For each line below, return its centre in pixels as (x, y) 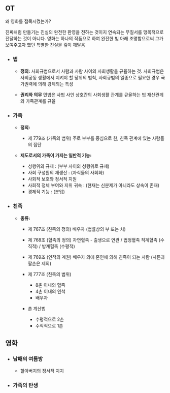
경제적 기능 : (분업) (46, 192)
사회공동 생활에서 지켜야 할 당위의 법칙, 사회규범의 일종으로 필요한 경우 (90, 78)
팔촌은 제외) (40, 263)
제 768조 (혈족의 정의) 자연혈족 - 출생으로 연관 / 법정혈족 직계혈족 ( (94, 240)
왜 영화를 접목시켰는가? (28, 21)
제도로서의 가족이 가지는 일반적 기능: (56, 156)
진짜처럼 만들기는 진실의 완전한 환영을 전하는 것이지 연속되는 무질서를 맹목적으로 (84, 32)
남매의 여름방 (28, 359)
